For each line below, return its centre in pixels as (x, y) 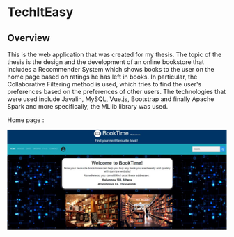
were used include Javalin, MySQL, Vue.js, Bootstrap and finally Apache (111, 99)
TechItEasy (40, 12)
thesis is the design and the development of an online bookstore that (106, 62)
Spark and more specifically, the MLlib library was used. (88, 106)
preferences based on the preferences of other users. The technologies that (117, 92)
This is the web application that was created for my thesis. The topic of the (115, 54)
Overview (29, 38)
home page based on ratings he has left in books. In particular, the (102, 77)
